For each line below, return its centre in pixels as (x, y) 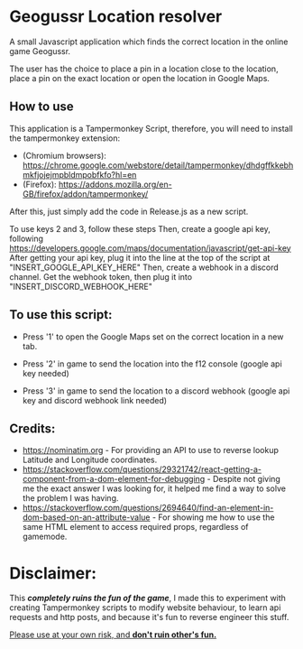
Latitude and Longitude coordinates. (90, 460)
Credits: (32, 428)
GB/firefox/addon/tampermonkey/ (85, 194)
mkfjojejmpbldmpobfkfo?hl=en (79, 174)
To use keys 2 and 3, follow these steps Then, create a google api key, (140, 228)
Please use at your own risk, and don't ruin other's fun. (113, 635)
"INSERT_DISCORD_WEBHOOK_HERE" (81, 286)
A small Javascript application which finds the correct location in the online (149, 42)
